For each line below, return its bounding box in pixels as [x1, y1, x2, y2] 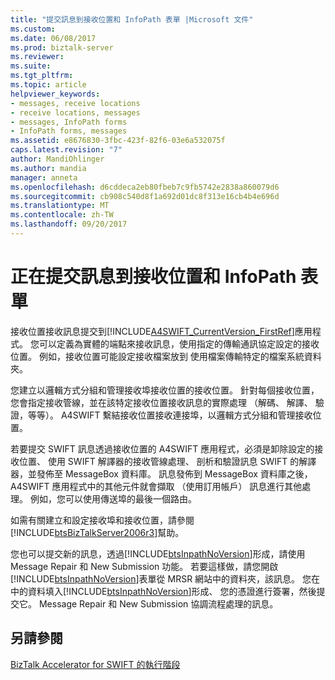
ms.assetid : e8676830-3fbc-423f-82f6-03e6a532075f [10, 136, 226, 146]
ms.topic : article [10, 80, 87, 90]
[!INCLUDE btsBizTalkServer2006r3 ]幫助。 [10, 526, 185, 538]
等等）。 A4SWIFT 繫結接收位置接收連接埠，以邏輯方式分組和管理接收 [27, 409, 313, 421]
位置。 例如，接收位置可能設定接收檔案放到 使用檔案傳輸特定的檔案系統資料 [10, 350, 322, 362]
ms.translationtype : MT [10, 201, 110, 211]
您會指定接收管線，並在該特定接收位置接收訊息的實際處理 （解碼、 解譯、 [10, 396, 313, 408]
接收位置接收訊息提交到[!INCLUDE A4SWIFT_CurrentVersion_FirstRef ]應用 [10, 325, 313, 337]
